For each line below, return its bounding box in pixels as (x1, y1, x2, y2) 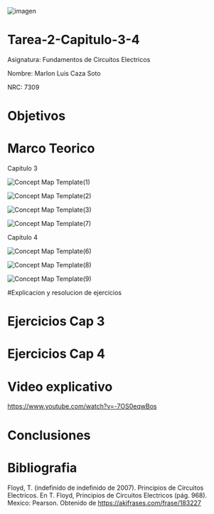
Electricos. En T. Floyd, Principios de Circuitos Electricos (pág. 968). (7, 490, 208, 499)
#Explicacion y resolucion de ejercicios (7, 289, 122, 297)
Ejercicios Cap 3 (7, 314, 105, 329)
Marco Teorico (7, 140, 95, 157)
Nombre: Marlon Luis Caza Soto (7, 68, 101, 78)
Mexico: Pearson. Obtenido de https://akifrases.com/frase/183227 (7, 498, 201, 507)
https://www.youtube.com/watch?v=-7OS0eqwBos (7, 402, 157, 411)
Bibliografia (7, 460, 77, 476)
